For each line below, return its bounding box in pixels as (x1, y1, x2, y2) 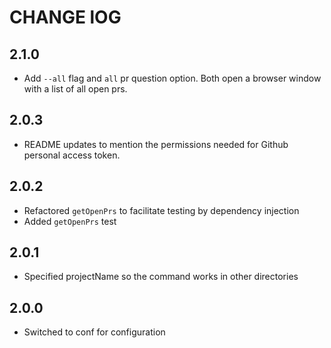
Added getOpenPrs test (23, 215, 117, 227)
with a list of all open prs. (23, 83, 128, 95)
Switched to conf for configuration (23, 326, 166, 338)
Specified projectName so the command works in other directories (23, 271, 299, 283)
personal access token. (23, 149, 121, 161)
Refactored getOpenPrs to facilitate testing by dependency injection (23, 204, 300, 216)
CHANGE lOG (9, 6, 122, 29)
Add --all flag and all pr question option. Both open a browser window (23, 72, 322, 84)
